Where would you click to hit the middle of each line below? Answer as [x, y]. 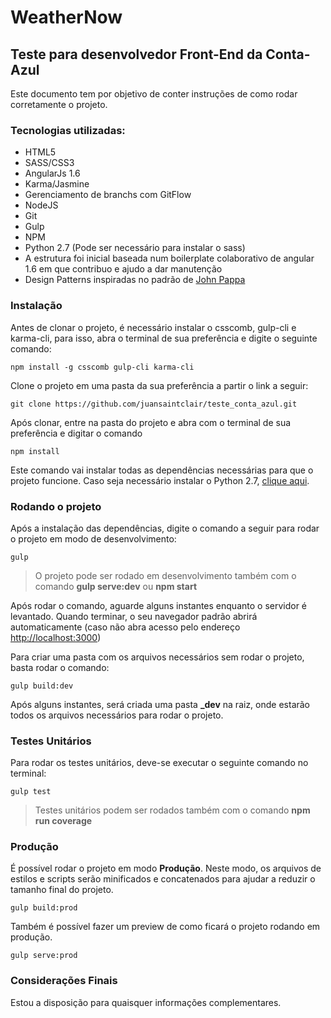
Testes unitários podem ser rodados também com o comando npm [172, 810]
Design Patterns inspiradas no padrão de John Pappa [135, 280]
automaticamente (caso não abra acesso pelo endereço [125, 627]
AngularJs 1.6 [52, 173]
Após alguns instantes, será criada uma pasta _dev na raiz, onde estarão [160, 704]
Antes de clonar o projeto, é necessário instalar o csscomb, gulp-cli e [153, 327]
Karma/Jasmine [57, 184]
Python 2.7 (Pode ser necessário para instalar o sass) [135, 248]
